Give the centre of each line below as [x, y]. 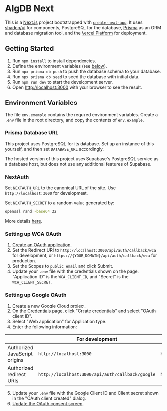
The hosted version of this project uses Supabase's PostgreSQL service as [82, 158]
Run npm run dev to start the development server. [63, 82]
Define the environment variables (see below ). [60, 66]
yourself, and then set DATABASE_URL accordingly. [55, 149]
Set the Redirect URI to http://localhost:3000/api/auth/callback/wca [84, 250]
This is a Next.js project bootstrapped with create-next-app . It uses [74, 22]
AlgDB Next [29, 9]
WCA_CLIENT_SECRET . [32, 282]
